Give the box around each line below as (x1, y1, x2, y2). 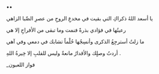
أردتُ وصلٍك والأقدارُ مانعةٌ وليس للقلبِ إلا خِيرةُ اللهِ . (6, 50, 121, 57)
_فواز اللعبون (6, 61, 35, 68)
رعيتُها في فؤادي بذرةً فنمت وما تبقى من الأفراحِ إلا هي (6, 26, 126, 33)
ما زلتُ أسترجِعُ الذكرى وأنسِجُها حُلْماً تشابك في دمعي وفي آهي (6, 38, 145, 45)
